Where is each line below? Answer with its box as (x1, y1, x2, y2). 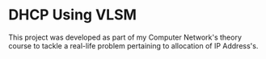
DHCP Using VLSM (8, 6, 137, 24)
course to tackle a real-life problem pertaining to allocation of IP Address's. (8, 40, 259, 50)
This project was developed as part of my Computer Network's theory (8, 32, 243, 42)
